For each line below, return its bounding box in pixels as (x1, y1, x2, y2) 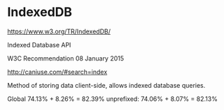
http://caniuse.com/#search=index (7, 68, 108, 76)
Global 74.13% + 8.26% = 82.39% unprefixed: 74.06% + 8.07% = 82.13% (7, 95, 218, 103)
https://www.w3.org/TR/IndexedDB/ (7, 27, 111, 36)
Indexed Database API (7, 40, 71, 49)
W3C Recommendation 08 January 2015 (7, 54, 125, 63)
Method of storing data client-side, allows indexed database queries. (7, 81, 206, 89)
